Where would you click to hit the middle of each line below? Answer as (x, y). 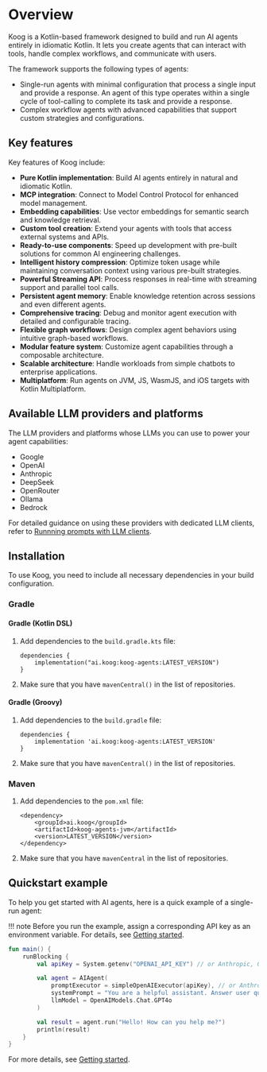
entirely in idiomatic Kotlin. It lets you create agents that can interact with (127, 45)
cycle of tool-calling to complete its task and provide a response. (126, 101)
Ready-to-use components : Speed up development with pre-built (128, 245)
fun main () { (30, 949)
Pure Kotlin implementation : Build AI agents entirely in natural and (129, 177)
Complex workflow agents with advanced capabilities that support (128, 110)
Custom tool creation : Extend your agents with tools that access (126, 228)
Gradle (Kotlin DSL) (41, 623)
